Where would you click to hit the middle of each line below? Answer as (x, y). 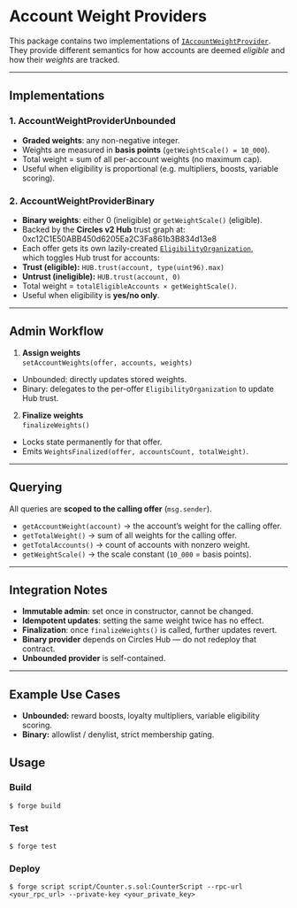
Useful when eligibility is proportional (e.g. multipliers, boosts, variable (150, 168)
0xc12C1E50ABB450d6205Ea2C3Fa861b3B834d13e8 (119, 239)
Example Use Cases (65, 694)
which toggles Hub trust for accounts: (91, 258)
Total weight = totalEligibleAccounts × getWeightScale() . (129, 286)
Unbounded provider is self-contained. (94, 658)
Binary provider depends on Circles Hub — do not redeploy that (139, 640)
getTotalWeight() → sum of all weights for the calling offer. (129, 535)
